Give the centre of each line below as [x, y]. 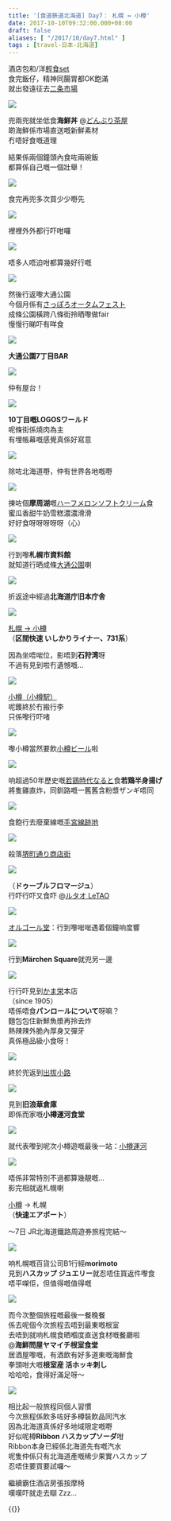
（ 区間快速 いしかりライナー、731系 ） [70, 638]
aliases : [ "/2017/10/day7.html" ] [67, 38]
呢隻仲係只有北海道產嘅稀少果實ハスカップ [78, 1457]
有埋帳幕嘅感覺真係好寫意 [50, 440]
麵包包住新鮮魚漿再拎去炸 [50, 1021]
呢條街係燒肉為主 [36, 429]
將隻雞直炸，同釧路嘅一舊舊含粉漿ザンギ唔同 [81, 790]
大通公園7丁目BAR [38, 356]
